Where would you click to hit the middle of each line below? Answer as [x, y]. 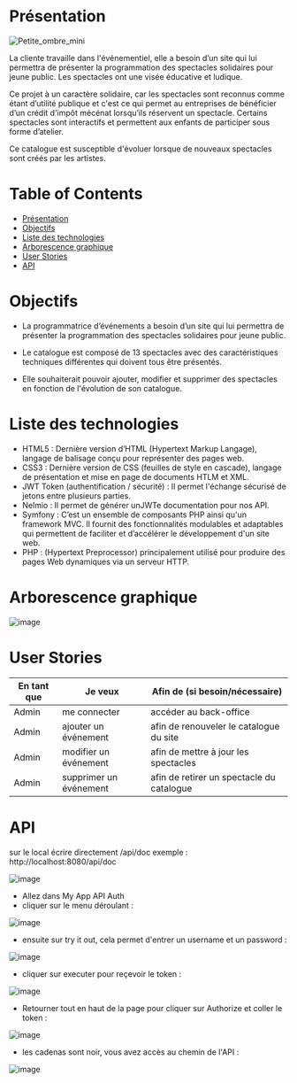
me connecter [91, 712]
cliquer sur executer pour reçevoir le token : [102, 974]
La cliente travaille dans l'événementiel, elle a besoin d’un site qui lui [133, 58]
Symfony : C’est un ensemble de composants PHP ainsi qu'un [134, 514]
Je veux [102, 691]
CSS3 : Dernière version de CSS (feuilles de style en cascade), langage [152, 468]
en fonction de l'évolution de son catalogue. [102, 388]
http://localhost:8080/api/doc [63, 862]
